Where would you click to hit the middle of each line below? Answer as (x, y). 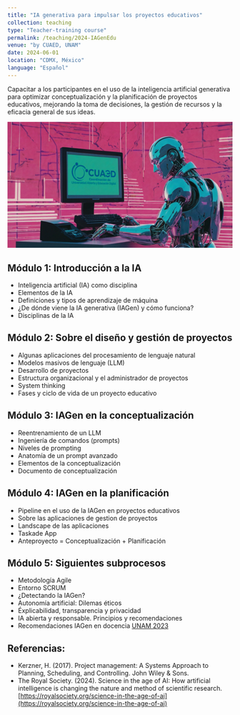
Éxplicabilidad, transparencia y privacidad (79, 611)
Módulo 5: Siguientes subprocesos (87, 563)
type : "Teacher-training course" (57, 30)
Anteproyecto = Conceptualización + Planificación (92, 541)
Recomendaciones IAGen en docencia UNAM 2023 (93, 626)
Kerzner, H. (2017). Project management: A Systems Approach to (113, 666)
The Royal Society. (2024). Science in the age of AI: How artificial (114, 681)
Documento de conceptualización (67, 471)
